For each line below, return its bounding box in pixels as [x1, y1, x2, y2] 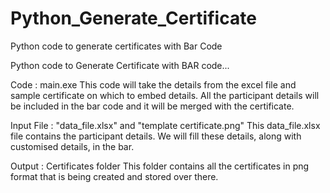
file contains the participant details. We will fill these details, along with [10, 130, 302, 142]
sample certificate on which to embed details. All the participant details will [10, 89, 320, 101]
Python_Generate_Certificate [10, 7, 257, 30]
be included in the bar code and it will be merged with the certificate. [10, 100, 295, 112]
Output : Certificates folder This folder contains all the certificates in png [10, 160, 310, 172]
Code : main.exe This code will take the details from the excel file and [10, 78, 297, 91]
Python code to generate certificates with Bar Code [10, 40, 223, 52]
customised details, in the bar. [10, 140, 135, 152]
